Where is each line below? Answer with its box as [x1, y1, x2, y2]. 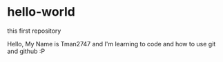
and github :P [7, 47, 46, 55]
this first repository [7, 27, 61, 35]
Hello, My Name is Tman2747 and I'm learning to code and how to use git [7, 40, 216, 48]
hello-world [7, 4, 76, 20]
